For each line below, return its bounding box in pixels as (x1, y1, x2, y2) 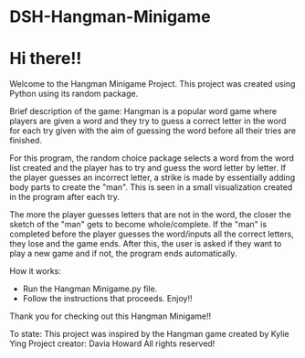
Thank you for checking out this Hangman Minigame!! (9, 311, 212, 321)
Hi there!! (9, 48, 82, 69)
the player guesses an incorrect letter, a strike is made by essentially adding (9, 172, 296, 184)
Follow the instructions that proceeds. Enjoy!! (22, 293, 193, 304)
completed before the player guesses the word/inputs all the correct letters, (9, 228, 294, 239)
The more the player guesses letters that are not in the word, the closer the (9, 209, 292, 220)
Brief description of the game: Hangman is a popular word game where (9, 106, 277, 117)
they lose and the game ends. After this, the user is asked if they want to (9, 238, 282, 249)
